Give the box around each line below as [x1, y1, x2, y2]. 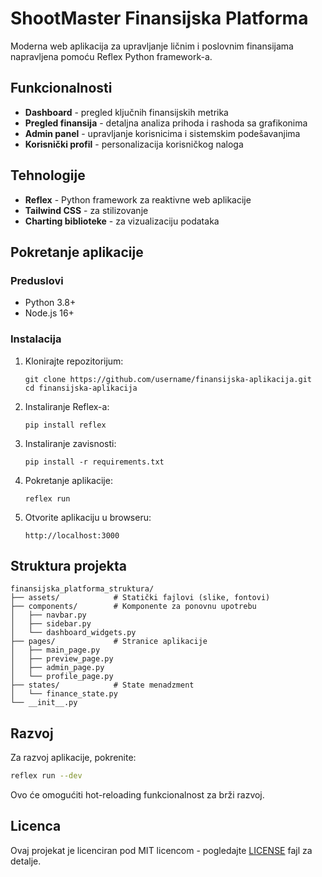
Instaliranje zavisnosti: [24, 437, 117, 449]
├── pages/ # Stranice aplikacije [10, 637, 208, 647]
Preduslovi [10, 273, 64, 287]
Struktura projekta [10, 557, 127, 574]
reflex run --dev [10, 771, 83, 781]
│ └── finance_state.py [10, 689, 118, 699]
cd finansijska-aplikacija [24, 383, 138, 393]
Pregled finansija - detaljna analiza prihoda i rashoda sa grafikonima [24, 117, 308, 129]
